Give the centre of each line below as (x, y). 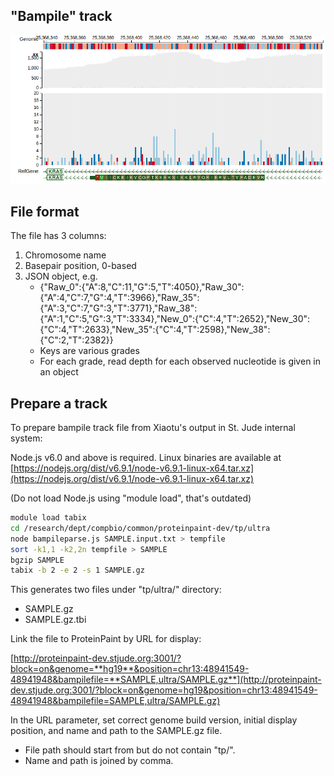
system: (26, 438)
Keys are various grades (89, 351)
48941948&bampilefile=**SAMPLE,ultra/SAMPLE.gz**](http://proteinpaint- (166, 680)
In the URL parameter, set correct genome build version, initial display (154, 720)
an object (59, 372)
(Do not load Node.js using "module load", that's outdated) (131, 498)
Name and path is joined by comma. (99, 761)
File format (45, 211)
